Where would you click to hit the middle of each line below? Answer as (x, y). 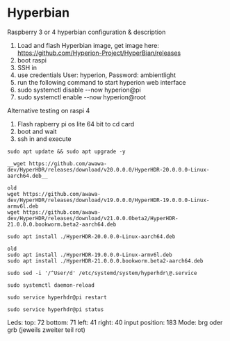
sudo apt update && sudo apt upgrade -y (67, 151)
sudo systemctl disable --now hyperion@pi (79, 90)
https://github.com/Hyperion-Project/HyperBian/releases (99, 53)
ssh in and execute (44, 139)
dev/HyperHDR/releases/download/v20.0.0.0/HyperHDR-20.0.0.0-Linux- (108, 169)
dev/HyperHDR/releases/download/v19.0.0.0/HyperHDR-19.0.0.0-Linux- (108, 200)
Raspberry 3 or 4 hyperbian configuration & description (87, 32)
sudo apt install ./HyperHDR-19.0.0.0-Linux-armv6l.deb (90, 255)
